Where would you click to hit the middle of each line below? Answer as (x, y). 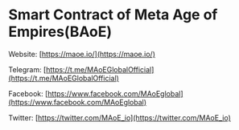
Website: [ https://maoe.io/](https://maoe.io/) (82, 54)
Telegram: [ (27, 69)
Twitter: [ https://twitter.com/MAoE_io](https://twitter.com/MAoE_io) (120, 117)
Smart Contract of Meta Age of (113, 15)
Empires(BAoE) (60, 32)
